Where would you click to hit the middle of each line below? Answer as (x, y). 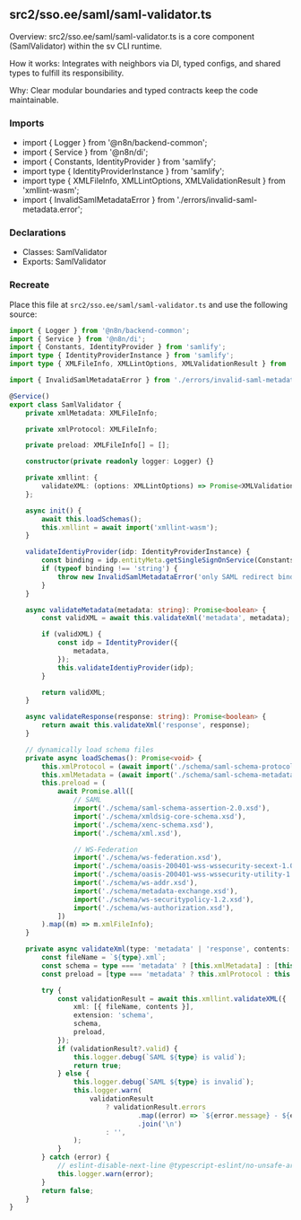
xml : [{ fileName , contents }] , (133, 1007)
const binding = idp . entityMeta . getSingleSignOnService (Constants (168, 560)
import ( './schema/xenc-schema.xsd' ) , (144, 825)
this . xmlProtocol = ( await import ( (108, 767)
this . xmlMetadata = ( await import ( (108, 775)
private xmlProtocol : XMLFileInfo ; (92, 429)
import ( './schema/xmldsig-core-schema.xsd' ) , (159, 816)
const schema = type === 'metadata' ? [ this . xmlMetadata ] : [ (160, 965)
